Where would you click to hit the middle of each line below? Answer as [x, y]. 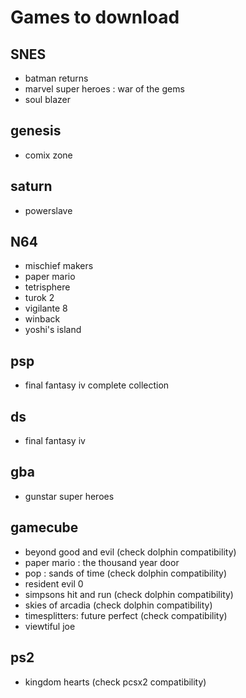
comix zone [48, 155]
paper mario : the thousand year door [102, 562]
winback [42, 319]
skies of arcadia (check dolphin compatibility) [118, 605]
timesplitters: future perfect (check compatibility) [126, 615]
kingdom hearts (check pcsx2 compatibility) [115, 682]
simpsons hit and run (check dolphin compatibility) [129, 594]
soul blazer [47, 99]
